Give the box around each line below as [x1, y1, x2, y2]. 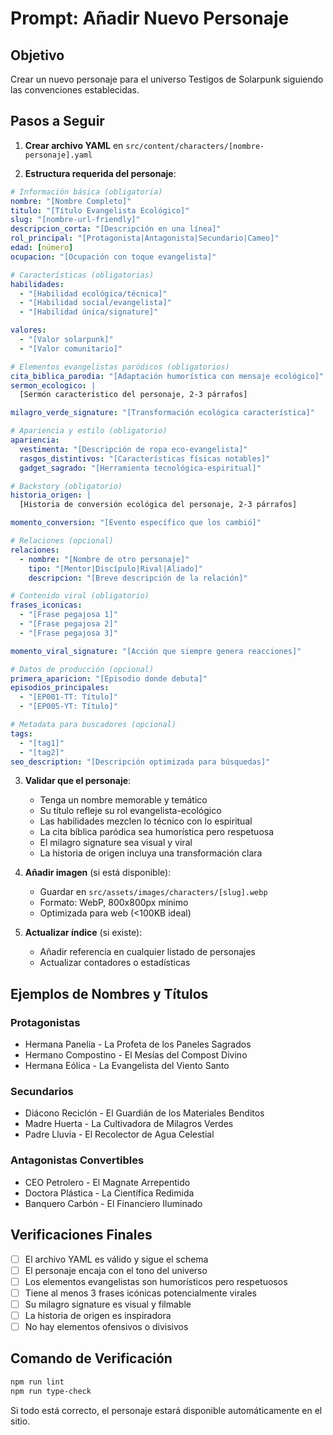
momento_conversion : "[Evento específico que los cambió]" [10, 518, 262, 528]
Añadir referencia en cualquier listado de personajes [39, 946, 256, 958]
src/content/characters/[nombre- [125, 141, 265, 151]
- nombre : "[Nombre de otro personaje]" [19, 554, 190, 564]
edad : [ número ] [10, 243, 74, 253]
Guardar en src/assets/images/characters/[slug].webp [39, 886, 268, 898]
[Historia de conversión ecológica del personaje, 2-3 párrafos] [19, 500, 298, 510]
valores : [10, 325, 47, 336]
